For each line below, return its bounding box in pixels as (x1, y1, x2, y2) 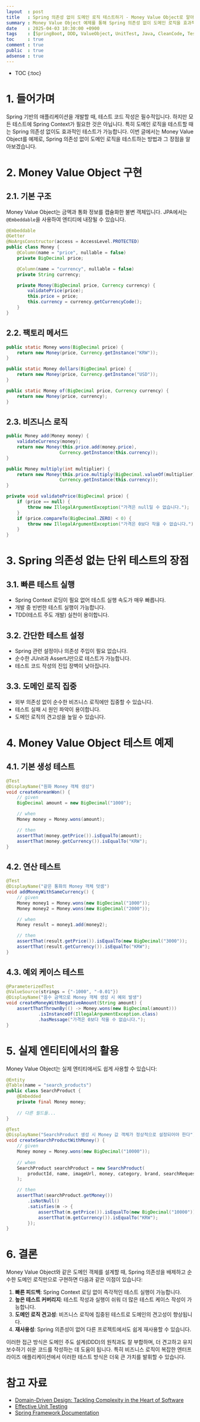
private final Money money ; (17, 1099, 86, 1105)
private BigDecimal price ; (17, 255, 84, 261)
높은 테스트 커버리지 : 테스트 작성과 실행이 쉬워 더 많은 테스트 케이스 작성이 (14, 1296, 186, 1303)
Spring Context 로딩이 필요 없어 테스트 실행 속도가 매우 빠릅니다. (14, 596, 166, 603)
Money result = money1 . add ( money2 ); (17, 922, 108, 928)
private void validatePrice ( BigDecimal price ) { (6, 493, 129, 499)
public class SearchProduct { (6, 1088, 82, 1094)
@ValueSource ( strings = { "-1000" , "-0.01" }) (6, 989, 118, 995)
